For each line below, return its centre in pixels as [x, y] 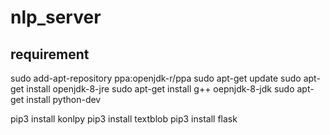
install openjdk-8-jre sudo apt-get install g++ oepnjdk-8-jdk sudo [160, 89]
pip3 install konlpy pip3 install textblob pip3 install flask [124, 119]
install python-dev [64, 99]
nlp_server [56, 17]
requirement [50, 54]
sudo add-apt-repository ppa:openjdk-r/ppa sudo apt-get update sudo [156, 78]
